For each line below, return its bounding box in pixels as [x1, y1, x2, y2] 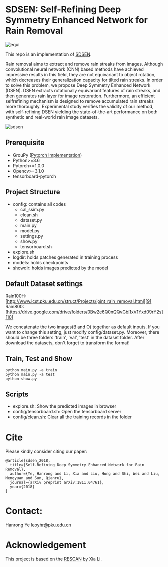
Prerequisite [5, 138, 45, 147]
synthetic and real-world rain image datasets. [5, 114, 99, 120]
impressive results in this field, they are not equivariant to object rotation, [5, 71, 156, 77]
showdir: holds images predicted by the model [12, 265, 109, 271]
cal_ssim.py [20, 206, 44, 212]
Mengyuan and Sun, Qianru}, [5, 475, 64, 480]
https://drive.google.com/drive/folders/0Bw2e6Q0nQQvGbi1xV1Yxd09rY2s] [7, 309, 163, 315]
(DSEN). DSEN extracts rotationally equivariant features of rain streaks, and [5, 87, 161, 93]
